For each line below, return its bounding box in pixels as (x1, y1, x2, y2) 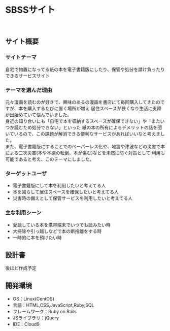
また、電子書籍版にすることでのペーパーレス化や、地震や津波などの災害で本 (5, 143, 165, 149)
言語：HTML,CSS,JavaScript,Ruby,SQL (12, 302, 95, 308)
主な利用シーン (5, 209, 42, 216)
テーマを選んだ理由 (5, 86, 52, 93)
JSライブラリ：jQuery (12, 315, 59, 321)
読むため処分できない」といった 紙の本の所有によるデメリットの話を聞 (14, 124, 162, 130)
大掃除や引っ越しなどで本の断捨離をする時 (12, 228, 102, 234)
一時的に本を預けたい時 (12, 234, 62, 241)
